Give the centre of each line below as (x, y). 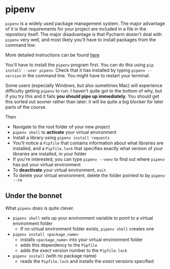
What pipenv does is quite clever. (40, 208)
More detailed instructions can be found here (53, 55)
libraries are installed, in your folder (50, 154)
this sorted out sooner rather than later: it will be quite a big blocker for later (84, 101)
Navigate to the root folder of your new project (61, 127)
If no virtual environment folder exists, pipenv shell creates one (87, 229)
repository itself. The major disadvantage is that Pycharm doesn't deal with (84, 34)
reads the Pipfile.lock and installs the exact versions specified (87, 261)
